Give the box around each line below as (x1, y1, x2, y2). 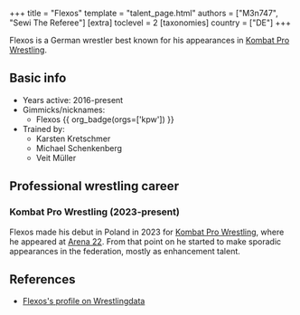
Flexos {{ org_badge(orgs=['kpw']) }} (35, 113, 174, 125)
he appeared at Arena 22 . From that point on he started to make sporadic (9, 235, 282, 247)
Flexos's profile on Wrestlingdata (22, 296, 145, 307)
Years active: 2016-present (22, 94, 124, 105)
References (9, 272, 76, 287)
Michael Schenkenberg (35, 142, 123, 153)
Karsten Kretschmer (35, 133, 111, 144)
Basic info (9, 71, 67, 86)
